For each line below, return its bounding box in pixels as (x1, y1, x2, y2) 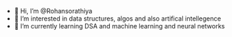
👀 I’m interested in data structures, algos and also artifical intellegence (14, 14, 221, 23)
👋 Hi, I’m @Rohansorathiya (14, 7, 93, 15)
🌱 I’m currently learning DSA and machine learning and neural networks (14, 22, 225, 30)
